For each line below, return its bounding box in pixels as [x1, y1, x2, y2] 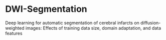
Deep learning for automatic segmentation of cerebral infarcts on [5, 20, 139, 26]
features [5, 30, 23, 36]
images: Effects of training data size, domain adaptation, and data [25, 25, 161, 31]
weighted [5, 25, 25, 31]
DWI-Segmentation [5, 3, 88, 15]
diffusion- [140, 20, 161, 26]
